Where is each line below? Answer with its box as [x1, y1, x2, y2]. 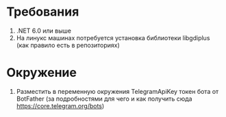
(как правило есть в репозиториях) [16, 41, 121, 49]
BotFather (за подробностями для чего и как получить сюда [16, 95, 192, 103]
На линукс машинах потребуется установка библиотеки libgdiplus [16, 33, 210, 41]
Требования [6, 4, 79, 20]
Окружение [6, 65, 77, 80]
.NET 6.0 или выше [16, 27, 71, 35]
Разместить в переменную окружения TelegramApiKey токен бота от [16, 87, 219, 95]
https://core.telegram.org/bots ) [16, 101, 105, 110]
